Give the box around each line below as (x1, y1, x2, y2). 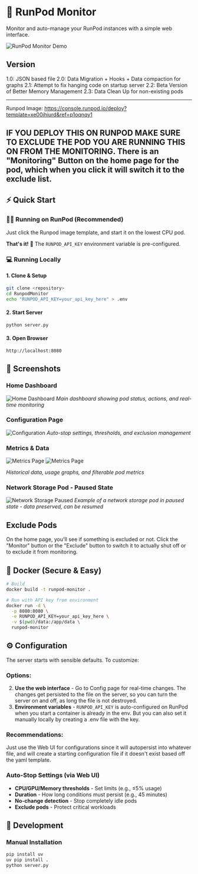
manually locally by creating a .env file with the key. (14, 716, 140, 723)
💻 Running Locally (6, 255, 61, 263)
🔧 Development (6, 820, 64, 830)
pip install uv (6, 852, 44, 857)
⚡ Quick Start (6, 194, 56, 205)
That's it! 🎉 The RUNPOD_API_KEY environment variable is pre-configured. (6, 240, 181, 247)
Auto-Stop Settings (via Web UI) (6, 771, 100, 780)
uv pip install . (6, 857, 49, 863)
